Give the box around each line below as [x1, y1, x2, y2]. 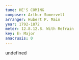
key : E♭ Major [5, 31, 36, 36]
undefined [5, 49, 27, 56]
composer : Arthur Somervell [5, 12, 65, 17]
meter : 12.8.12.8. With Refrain [5, 26, 74, 32]
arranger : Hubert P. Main [5, 17, 60, 22]
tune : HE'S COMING [5, 7, 44, 13]
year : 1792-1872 [5, 21, 40, 27]
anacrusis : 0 [5, 36, 33, 41]
